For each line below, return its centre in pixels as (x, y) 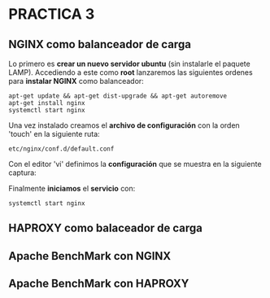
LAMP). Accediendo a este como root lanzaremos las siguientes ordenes (131, 72)
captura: (22, 173)
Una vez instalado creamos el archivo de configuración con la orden (124, 125)
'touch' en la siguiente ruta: (54, 134)
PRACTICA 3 (52, 14)
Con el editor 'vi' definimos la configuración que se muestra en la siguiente (135, 164)
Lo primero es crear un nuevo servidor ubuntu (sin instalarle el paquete (129, 64)
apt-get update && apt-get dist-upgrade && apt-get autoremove (118, 96)
